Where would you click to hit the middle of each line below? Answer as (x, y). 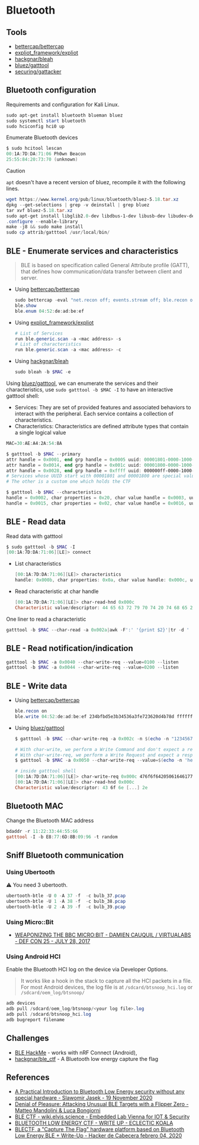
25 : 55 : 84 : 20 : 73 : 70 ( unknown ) (42, 160)
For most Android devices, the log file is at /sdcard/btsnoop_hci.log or (107, 987)
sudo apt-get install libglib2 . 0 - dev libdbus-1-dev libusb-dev (86, 216)
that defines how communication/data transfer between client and (101, 271)
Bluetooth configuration (51, 90)
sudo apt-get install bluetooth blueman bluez (65, 115)
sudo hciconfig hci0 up (36, 126)
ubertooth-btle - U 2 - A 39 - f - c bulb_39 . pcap (66, 907)
